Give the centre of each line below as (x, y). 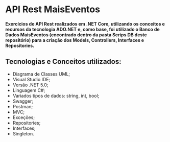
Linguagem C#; (29, 90)
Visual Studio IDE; (31, 79)
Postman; (23, 106)
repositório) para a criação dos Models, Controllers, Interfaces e (75, 40)
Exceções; (23, 117)
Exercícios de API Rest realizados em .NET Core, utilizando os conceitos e (85, 23)
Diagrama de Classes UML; (41, 74)
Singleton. (23, 133)
